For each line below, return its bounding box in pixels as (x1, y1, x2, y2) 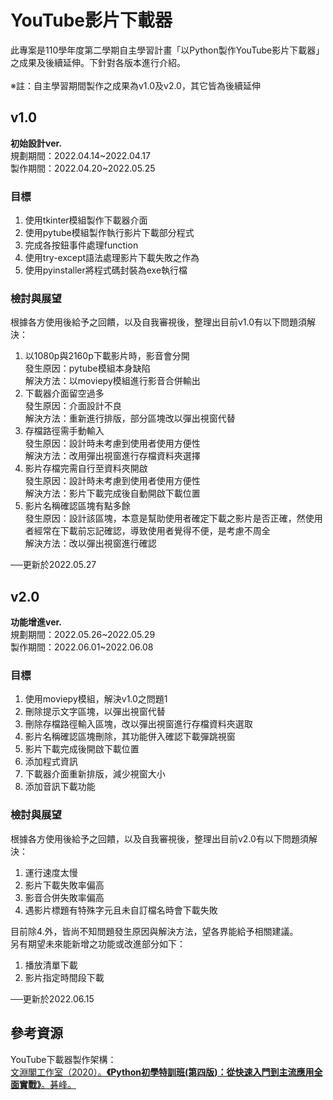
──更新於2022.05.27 (10, 559, 97, 571)
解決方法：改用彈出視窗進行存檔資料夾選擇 (24, 450, 201, 462)
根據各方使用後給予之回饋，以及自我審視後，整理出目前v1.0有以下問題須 (10, 316, 308, 328)
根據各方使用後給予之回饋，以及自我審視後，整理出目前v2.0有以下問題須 (10, 832, 309, 845)
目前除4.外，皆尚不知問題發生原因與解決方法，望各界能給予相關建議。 (10, 925, 299, 937)
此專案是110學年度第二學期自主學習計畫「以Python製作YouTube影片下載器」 (10, 44, 325, 56)
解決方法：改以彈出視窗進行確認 (24, 537, 157, 550)
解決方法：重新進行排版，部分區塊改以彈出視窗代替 (24, 412, 236, 425)
